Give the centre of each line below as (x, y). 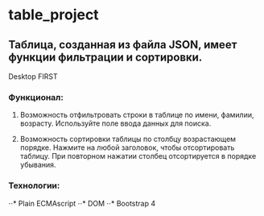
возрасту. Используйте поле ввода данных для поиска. (115, 123)
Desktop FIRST (33, 77)
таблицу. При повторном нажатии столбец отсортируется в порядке (138, 156)
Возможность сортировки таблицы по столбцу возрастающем (128, 139)
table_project (54, 15)
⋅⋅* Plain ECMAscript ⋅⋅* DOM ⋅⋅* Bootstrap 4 (82, 203)
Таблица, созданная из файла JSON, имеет (123, 45)
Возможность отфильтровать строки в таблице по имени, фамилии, (137, 115)
